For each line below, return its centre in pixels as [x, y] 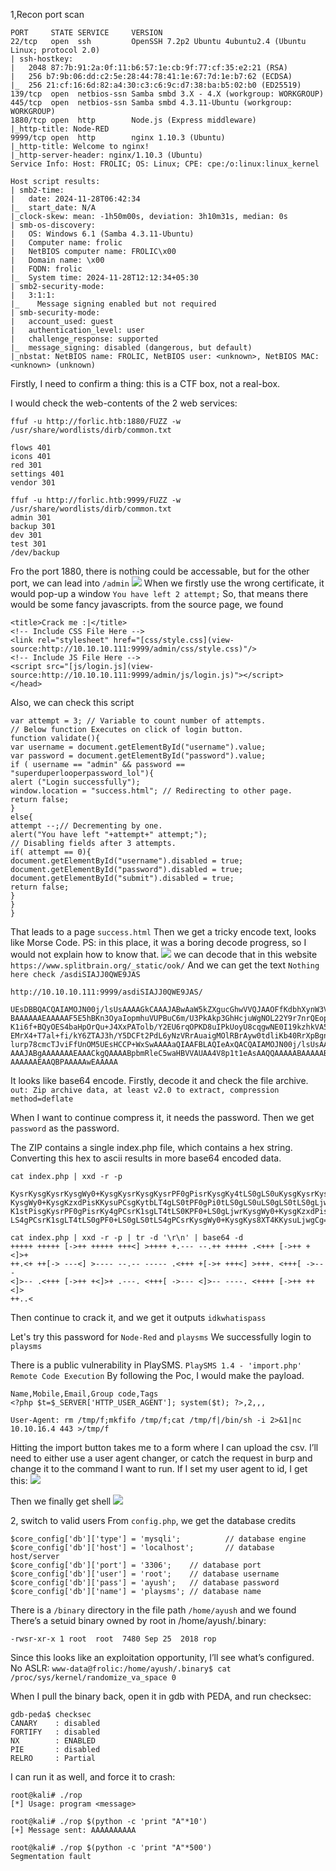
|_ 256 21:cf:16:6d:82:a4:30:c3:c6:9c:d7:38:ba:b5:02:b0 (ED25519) [156, 85]
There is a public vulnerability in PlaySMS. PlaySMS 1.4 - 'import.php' [156, 1365]
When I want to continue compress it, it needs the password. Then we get [162, 1117]
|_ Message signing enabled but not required [113, 304]
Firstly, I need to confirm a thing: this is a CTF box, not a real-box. [145, 383]
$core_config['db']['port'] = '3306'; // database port [136, 1565]
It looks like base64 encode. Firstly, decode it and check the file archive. [159, 1080]
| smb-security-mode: [55, 313]
